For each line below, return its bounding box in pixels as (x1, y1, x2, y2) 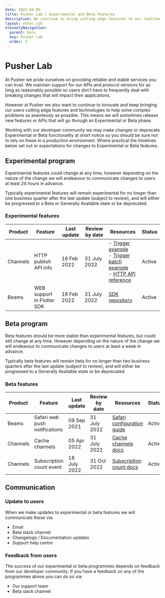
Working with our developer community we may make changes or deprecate (5, 127, 160, 133)
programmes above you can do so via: (5, 573, 83, 579)
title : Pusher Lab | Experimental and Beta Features (5, 12, 115, 17)
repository (109, 297, 133, 304)
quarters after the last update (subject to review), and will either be (5, 363, 140, 369)
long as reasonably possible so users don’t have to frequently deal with (5, 87, 150, 93)
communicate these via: (5, 514, 54, 520)
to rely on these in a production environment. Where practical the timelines (5, 137, 156, 143)
